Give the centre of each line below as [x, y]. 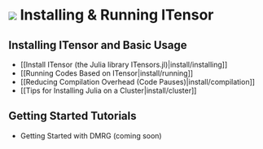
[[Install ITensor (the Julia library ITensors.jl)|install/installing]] [124, 64]
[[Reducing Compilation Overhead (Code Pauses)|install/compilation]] [137, 82]
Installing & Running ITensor [117, 15]
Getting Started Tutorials [72, 116]
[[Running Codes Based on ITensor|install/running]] [107, 73]
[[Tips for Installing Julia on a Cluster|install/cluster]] [108, 90]
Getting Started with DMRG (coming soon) [91, 135]
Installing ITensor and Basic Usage [98, 45]
